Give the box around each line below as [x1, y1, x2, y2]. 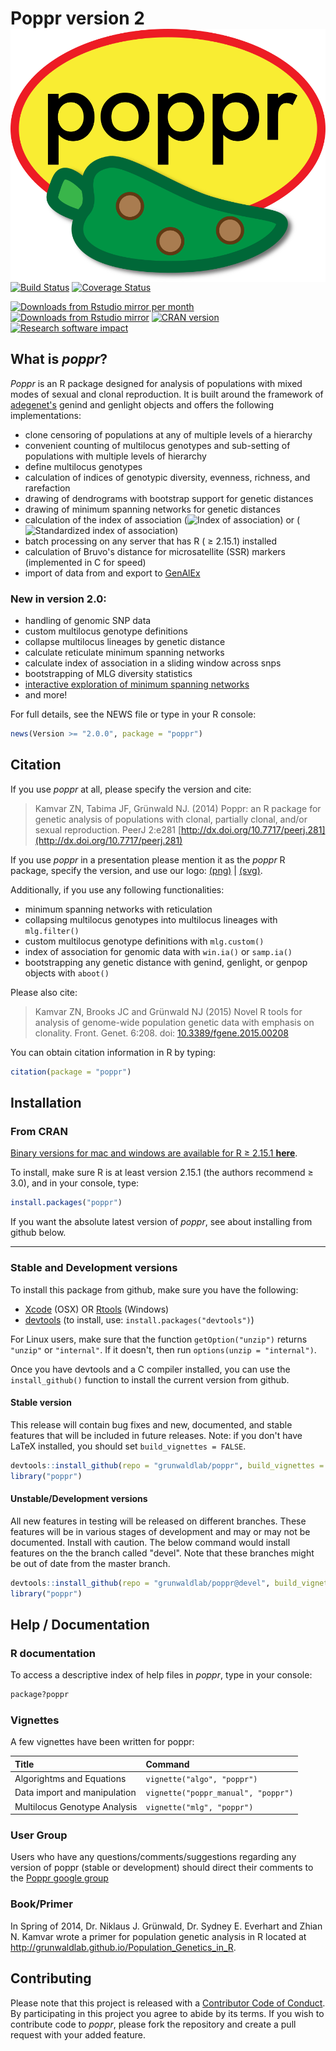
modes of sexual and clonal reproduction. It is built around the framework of [10, 388, 324, 400]
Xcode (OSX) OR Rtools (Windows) [24, 1303, 170, 1315]
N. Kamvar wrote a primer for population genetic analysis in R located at [10, 1930, 307, 1942]
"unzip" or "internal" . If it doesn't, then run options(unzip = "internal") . [10, 1343, 317, 1356]
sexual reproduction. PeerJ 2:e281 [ [34, 823, 182, 836]
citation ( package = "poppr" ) [10, 1067, 132, 1077]
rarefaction [24, 482, 71, 494]
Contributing [10, 1970, 92, 1987]
